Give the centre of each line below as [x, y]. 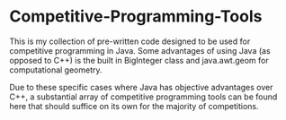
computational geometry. [56, 70]
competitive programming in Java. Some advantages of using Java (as [140, 50]
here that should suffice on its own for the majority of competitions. [134, 106]
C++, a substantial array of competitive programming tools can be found [143, 97]
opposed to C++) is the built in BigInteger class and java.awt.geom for [139, 60]
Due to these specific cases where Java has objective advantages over [141, 87]
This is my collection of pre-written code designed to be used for [130, 41]
